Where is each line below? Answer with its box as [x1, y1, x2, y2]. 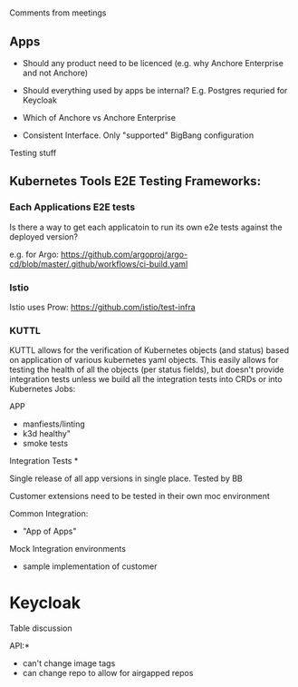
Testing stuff [9, 148, 57, 158]
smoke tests [22, 438, 69, 449]
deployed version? [9, 231, 79, 242]
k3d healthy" [22, 428, 71, 439]
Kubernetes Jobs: [9, 384, 76, 395]
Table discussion [9, 623, 72, 633]
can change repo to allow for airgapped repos [22, 668, 194, 679]
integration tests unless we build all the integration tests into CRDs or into [9, 374, 283, 385]
